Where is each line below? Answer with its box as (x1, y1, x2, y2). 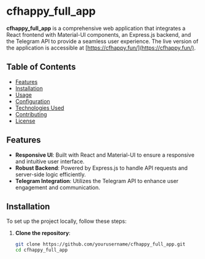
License (15, 117, 35, 124)
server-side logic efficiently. (15, 170, 86, 178)
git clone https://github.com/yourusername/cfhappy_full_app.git (15, 241, 185, 247)
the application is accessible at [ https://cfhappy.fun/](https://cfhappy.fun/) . (6, 44, 196, 51)
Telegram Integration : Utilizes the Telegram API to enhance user (15, 177, 179, 184)
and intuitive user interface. (15, 157, 84, 165)
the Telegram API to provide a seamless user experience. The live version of (6, 37, 199, 45)
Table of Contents (6, 62, 76, 72)
